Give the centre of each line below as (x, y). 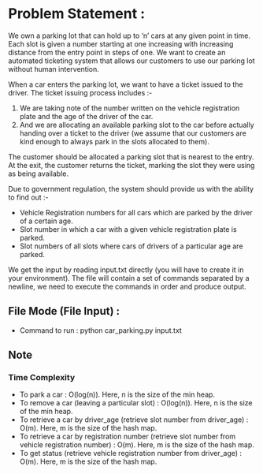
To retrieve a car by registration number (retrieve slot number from (128, 437)
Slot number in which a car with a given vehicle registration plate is (128, 229)
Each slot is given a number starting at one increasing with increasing (121, 43)
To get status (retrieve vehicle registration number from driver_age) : (131, 453)
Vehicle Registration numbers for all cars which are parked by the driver (136, 212)
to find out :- (28, 197)
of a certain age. (46, 221)
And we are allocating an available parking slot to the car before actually (137, 125)
